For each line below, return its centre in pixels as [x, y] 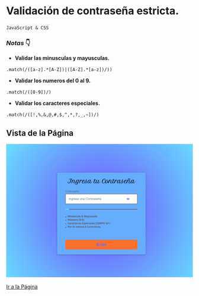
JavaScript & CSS [28, 28]
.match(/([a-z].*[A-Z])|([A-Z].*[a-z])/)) [59, 70]
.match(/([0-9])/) [29, 92]
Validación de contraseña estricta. [93, 11]
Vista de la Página [40, 133]
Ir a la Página [22, 287]
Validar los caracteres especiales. [57, 103]
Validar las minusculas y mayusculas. [62, 58]
